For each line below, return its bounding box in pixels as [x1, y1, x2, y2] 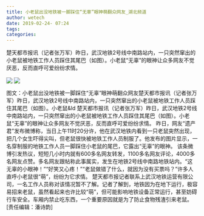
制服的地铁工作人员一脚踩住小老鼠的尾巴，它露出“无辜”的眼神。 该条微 [16, 142, 194, 150]
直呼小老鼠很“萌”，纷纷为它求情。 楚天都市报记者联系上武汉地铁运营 [6, 173, 178, 180]
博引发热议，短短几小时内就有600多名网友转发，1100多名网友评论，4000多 [6, 150, 195, 158]
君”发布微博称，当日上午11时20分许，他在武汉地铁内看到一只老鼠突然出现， [6, 127, 195, 134]
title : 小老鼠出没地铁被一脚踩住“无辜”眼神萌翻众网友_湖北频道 [6, 9, 147, 15]
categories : [6, 32, 36, 38]
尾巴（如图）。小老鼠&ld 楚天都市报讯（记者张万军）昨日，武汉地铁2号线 [16, 105, 197, 112]
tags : [6, 26, 20, 32]
